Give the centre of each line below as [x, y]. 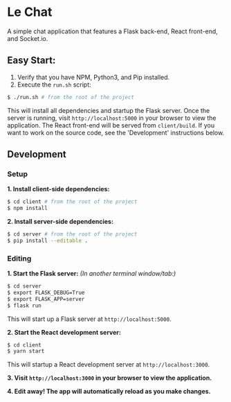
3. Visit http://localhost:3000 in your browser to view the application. [110, 378]
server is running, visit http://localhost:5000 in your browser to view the [112, 118]
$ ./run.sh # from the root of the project [71, 97]
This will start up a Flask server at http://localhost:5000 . [89, 319]
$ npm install [28, 209]
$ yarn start [26, 351]
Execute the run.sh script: [54, 85]
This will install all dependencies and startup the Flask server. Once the [109, 110]
